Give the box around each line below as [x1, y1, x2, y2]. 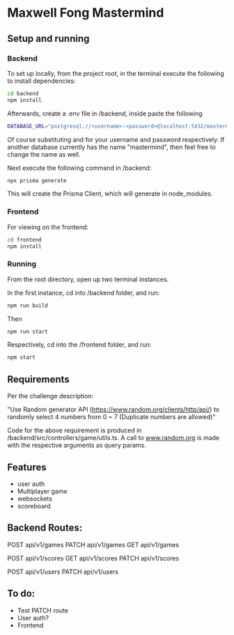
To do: [7, 588, 36, 599]
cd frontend [7, 236, 42, 243]
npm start [7, 354, 36, 361]
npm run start [7, 328, 49, 335]
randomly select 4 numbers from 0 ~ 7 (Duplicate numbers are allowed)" [7, 413, 216, 421]
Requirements [7, 373, 70, 385]
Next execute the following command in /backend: [7, 164, 152, 172]
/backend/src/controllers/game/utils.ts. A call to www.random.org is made [7, 434, 220, 442]
